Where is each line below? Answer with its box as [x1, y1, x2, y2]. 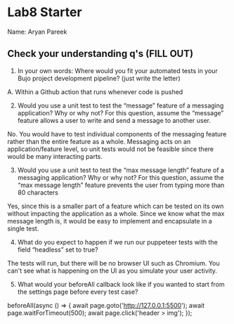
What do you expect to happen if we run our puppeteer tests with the [17, 238, 218, 246]
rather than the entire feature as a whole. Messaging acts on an [7, 137, 191, 145]
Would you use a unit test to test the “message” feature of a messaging [17, 101, 224, 110]
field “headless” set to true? [17, 245, 98, 254]
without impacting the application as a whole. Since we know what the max [7, 209, 225, 218]
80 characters [17, 188, 58, 197]
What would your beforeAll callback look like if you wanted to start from [17, 280, 225, 288]
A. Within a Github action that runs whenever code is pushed [7, 87, 183, 96]
